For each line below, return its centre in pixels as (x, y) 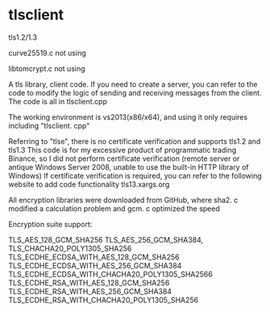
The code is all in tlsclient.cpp (58, 101)
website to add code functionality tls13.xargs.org (89, 184)
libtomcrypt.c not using (47, 68)
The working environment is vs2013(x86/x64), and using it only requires (128, 117)
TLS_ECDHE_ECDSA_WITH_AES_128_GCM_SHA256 (94, 257)
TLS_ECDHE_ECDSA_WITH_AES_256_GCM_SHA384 (95, 265)
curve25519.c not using (47, 53)
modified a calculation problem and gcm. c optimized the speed (114, 209)
